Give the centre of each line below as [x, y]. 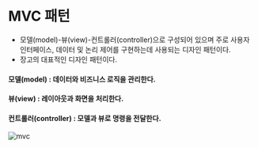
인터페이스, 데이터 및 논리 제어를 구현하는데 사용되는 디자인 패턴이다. [125, 49]
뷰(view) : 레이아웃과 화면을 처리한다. [66, 99]
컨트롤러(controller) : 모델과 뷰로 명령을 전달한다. [85, 118]
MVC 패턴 [39, 16]
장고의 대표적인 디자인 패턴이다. [68, 59]
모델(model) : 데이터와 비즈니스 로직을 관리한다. [82, 79]
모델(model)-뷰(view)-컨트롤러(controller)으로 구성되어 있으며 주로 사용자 [135, 40]
